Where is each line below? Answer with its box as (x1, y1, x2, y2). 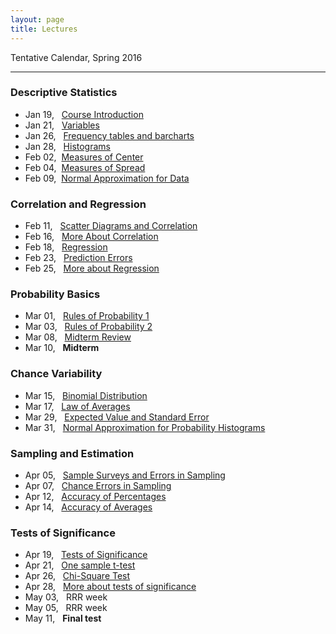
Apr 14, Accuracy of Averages (24, 501, 153, 513)
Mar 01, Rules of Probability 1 (24, 310, 150, 322)
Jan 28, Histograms (24, 140, 111, 152)
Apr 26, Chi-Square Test (24, 570, 131, 582)
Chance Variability (10, 367, 103, 381)
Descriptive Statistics (10, 86, 118, 100)
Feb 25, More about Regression (24, 262, 160, 275)
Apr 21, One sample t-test (24, 559, 136, 571)
